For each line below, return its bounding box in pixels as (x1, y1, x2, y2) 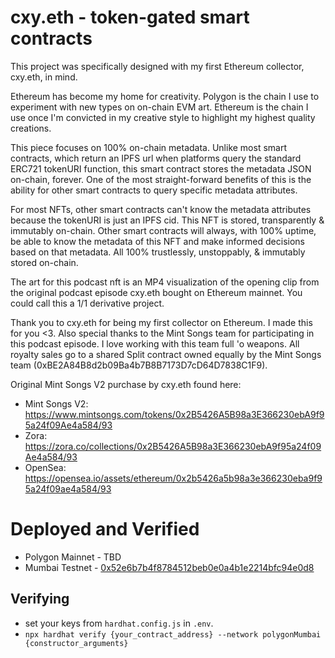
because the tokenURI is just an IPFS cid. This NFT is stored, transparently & (10, 214, 325, 226)
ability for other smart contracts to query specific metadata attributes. (10, 184, 298, 196)
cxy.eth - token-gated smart (10, 6, 250, 29)
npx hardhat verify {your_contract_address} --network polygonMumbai (24, 629, 322, 640)
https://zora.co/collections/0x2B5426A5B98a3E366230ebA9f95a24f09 (24, 440, 322, 452)
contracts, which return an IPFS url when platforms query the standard (10, 152, 302, 164)
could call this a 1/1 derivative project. (10, 297, 165, 309)
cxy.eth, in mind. (10, 71, 78, 83)
